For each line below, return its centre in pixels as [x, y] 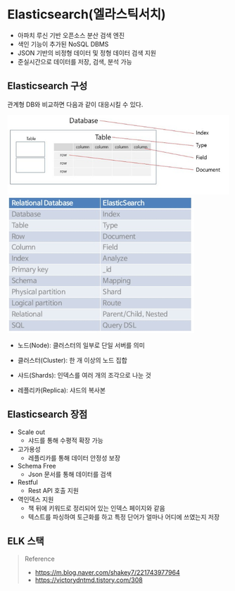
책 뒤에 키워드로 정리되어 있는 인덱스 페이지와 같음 [96, 508]
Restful [28, 482]
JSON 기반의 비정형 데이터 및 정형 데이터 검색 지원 [87, 53]
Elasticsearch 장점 [47, 415]
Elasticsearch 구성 [47, 86]
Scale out [31, 432]
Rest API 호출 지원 [53, 490]
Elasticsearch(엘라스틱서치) [87, 14]
